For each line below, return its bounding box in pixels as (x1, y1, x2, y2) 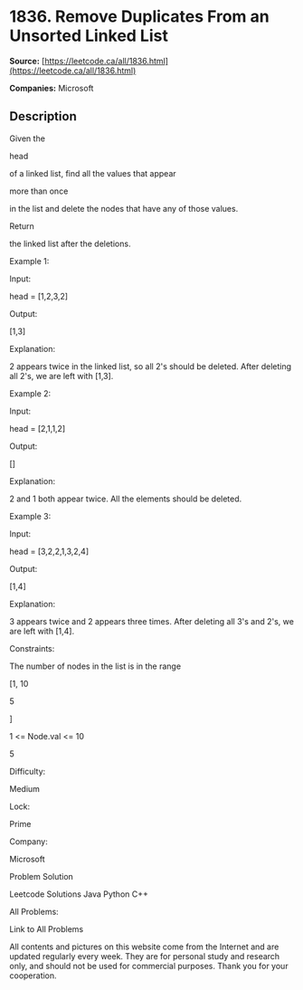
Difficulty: (9, 766, 46, 776)
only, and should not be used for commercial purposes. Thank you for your (9, 960, 289, 971)
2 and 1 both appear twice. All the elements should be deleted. (9, 493, 242, 504)
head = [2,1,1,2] (9, 423, 66, 433)
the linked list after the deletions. (9, 238, 131, 249)
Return (9, 220, 34, 232)
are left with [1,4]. (9, 625, 75, 636)
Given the (9, 133, 45, 144)
